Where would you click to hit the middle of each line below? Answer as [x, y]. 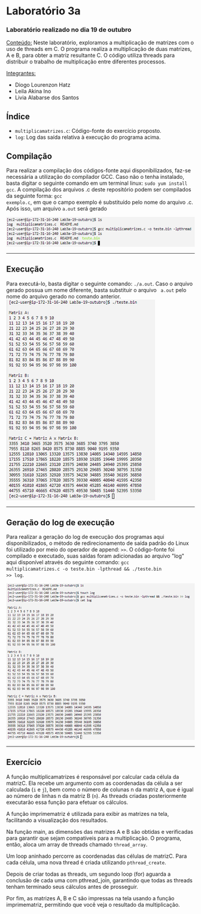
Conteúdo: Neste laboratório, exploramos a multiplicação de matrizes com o [100, 42]
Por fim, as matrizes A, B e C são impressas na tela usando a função [90, 898]
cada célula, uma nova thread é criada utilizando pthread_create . [86, 862]
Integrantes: [21, 74]
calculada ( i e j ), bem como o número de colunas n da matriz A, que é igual [100, 789]
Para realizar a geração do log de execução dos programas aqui [85, 537]
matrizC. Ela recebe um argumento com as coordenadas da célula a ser [95, 783]
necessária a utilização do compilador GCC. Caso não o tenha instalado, [95, 177]
